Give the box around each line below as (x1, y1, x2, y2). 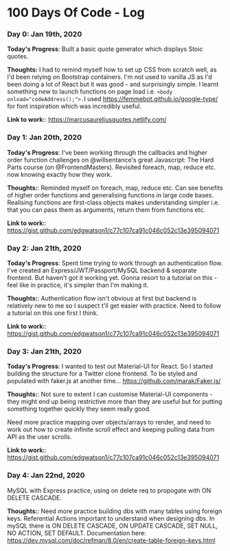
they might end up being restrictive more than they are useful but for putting (7, 398, 222, 406)
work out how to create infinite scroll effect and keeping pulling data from (7, 425, 215, 434)
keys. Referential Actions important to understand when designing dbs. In (7, 514, 215, 522)
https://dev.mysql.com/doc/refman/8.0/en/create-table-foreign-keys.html (7, 536, 216, 544)
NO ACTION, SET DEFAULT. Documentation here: (7, 528, 146, 537)
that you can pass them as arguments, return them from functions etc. (7, 205, 206, 214)
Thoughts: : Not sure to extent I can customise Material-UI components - (7, 390, 213, 398)
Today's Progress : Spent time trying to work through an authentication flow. (7, 259, 223, 268)
